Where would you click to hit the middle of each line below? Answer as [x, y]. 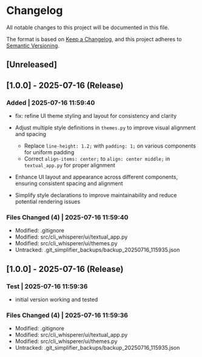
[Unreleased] [32, 65]
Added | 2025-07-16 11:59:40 [51, 103]
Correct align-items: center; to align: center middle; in [97, 159]
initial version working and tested [56, 299]
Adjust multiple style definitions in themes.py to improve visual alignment [105, 127]
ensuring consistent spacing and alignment [69, 183]
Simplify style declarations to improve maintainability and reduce [96, 195]
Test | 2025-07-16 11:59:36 [47, 286]
